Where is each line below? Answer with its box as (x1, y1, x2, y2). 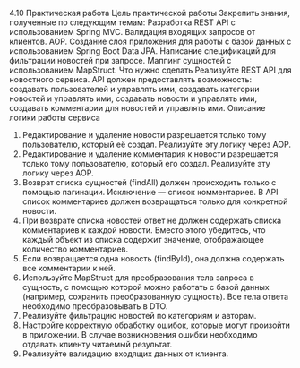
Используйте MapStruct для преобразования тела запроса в (21, 272, 254, 283)
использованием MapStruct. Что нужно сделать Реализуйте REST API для (9, 64, 292, 75)
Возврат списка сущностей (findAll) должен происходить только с (21, 177, 277, 187)
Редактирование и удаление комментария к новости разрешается (21, 149, 279, 159)
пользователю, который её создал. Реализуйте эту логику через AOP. (21, 139, 291, 150)
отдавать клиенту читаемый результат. (21, 339, 173, 349)
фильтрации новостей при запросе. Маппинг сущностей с (9, 56, 232, 65)
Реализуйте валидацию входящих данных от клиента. (21, 348, 229, 359)
